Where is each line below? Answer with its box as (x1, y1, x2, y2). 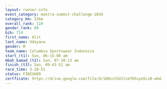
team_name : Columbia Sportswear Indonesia (5, 48, 94, 53)
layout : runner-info (5, 7, 48, 12)
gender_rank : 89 (5, 26, 39, 31)
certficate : (5, 76, 30, 81)
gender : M (5, 44, 26, 49)
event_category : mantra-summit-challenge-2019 (5, 12, 103, 17)
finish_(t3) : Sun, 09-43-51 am (5, 62, 70, 67)
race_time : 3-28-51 (5, 67, 46, 72)
